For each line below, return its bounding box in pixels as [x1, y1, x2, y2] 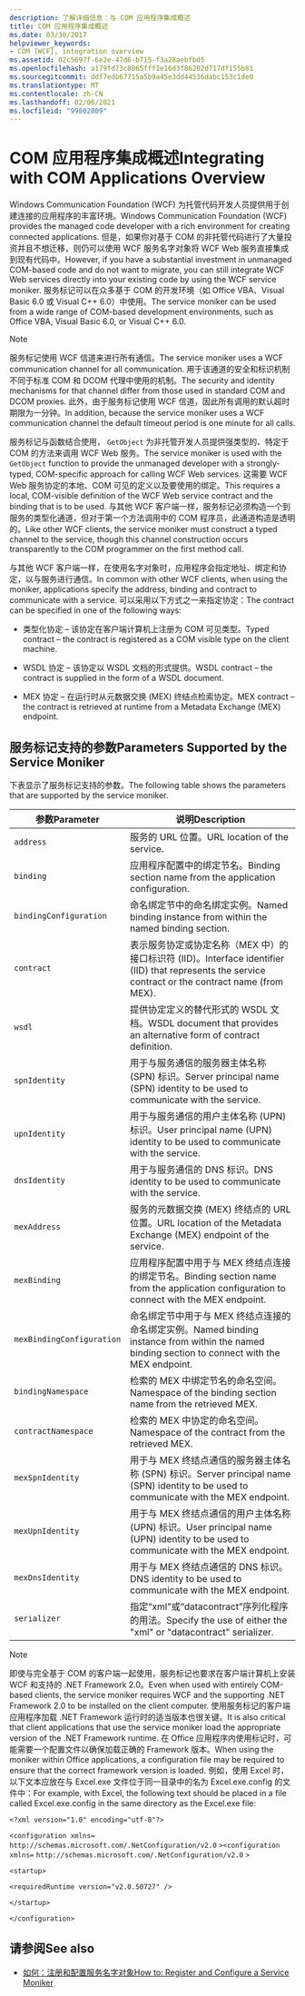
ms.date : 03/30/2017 [9, 30, 88, 39]
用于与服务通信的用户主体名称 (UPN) [130, 1110, 287, 1122]
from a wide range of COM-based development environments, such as [9, 306, 274, 318]
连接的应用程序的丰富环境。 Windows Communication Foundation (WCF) [16, 211, 288, 222]
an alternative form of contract [130, 1029, 261, 1041]
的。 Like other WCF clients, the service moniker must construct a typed [9, 524, 279, 535]
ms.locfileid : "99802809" [9, 106, 107, 115]
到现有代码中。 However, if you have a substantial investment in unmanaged [9, 254, 292, 265]
